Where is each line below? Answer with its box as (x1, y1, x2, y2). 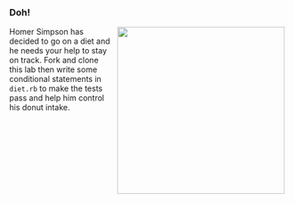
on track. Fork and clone (9, 55, 100, 66)
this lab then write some (9, 64, 98, 75)
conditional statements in (9, 74, 102, 85)
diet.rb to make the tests (9, 83, 103, 94)
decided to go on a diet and (9, 36, 110, 46)
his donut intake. (9, 102, 70, 113)
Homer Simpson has (9, 27, 85, 37)
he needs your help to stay (9, 45, 108, 56)
